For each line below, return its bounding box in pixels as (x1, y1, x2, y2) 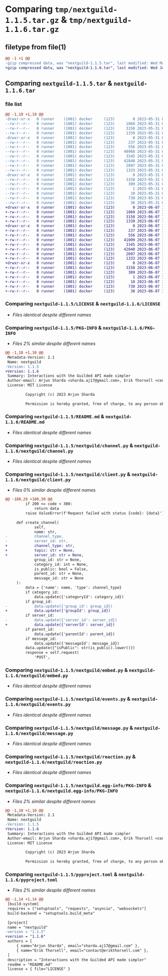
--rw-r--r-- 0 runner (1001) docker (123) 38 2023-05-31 (5, 200, 160, 205)
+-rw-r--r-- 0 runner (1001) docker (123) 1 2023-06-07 (5, 274, 160, 279)
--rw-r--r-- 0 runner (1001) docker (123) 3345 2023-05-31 (5, 154, 160, 159)
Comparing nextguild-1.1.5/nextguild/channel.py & (5, 442, 133, 449)
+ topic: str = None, (5, 548, 75, 553)
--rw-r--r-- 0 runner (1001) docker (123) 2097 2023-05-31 (5, 163, 160, 168)
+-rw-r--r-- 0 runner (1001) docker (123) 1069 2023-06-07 (5, 209, 160, 214)
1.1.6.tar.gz (5, 25, 59, 34)
